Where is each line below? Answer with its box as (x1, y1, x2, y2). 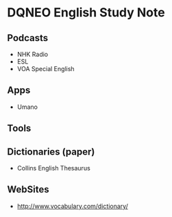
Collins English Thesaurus (16, 164, 90, 173)
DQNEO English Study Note (7, 5, 166, 21)
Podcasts (7, 32, 49, 44)
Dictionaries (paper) (7, 146, 95, 157)
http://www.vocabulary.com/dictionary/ (16, 202, 128, 210)
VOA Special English (16, 65, 75, 73)
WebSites (7, 183, 49, 196)
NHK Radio (16, 50, 49, 58)
